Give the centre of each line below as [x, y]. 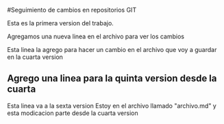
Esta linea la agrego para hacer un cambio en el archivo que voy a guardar [112, 50]
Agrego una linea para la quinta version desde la [112, 78]
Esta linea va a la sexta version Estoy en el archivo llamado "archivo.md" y [112, 106]
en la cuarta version [35, 57]
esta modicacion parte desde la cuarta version [73, 113]
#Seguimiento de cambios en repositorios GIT [72, 10]
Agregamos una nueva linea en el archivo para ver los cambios [96, 36]
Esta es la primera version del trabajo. [61, 23]
